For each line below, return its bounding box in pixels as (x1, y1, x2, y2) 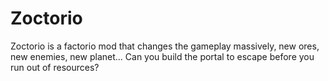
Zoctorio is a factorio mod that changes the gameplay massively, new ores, (10, 40, 320, 52)
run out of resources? (10, 61, 100, 73)
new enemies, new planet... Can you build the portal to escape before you (10, 50, 315, 62)
